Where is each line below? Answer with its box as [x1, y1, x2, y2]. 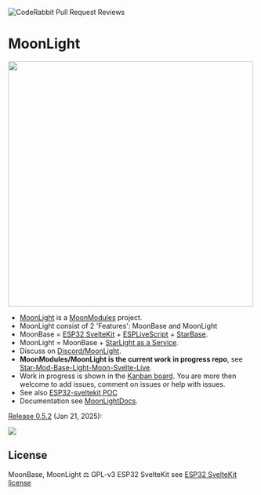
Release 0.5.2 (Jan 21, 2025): [8, 411, 103, 420]
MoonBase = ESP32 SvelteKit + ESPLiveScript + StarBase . [19, 329, 208, 339]
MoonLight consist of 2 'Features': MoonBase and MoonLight [19, 321, 218, 330]
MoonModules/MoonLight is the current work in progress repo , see [19, 354, 243, 364]
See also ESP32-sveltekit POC [19, 388, 118, 397]
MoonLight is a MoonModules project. [19, 312, 143, 322]
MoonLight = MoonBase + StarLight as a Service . [19, 337, 179, 347]
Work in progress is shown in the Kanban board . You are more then [19, 371, 237, 380]
